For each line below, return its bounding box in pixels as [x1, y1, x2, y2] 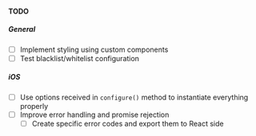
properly [19, 101, 49, 111]
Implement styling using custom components [19, 45, 169, 54]
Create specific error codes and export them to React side [31, 119, 224, 128]
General [8, 25, 36, 34]
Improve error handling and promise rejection [19, 110, 170, 119]
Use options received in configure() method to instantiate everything [19, 92, 249, 102]
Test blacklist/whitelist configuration [19, 53, 140, 63]
